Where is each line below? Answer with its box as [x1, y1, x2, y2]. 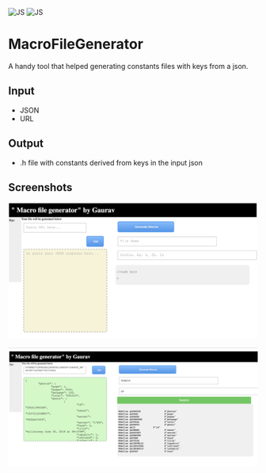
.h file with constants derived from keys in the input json [19, 158, 203, 167]
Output [8, 137, 44, 151]
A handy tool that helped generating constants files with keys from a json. [8, 61, 249, 71]
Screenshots [8, 181, 73, 194]
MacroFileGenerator [8, 36, 144, 53]
